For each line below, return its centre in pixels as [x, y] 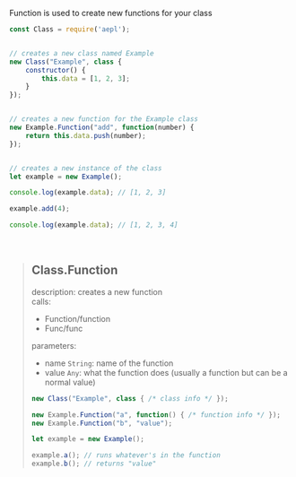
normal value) [70, 382]
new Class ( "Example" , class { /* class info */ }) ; [130, 398]
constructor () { [56, 70]
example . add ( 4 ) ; [39, 209]
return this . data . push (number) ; [86, 135]
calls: [41, 301]
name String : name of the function [109, 363]
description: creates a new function [97, 291]
